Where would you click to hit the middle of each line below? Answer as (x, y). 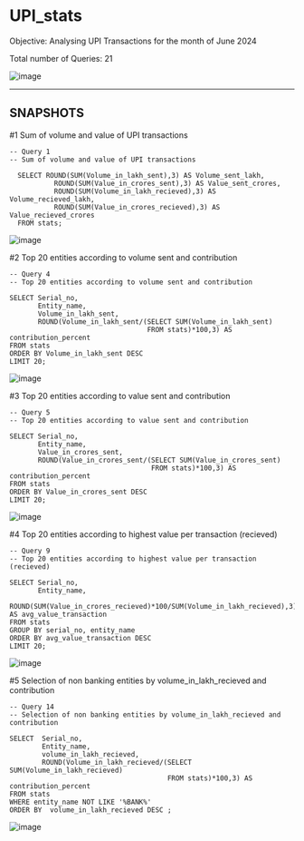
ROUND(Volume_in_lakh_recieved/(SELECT (117, 762)
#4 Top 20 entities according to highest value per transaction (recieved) (143, 534)
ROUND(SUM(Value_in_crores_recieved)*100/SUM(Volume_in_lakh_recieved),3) (153, 606)
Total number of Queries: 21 (61, 58)
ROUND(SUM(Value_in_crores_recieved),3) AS (137, 207)
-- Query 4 (30, 274)
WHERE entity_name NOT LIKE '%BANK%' (81, 802)
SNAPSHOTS (47, 113)
